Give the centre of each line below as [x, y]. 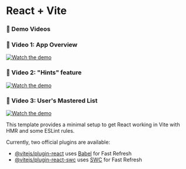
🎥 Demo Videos [28, 29]
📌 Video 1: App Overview [42, 45]
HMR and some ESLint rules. [40, 131]
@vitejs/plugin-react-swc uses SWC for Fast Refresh [78, 160]
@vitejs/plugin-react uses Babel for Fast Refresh [73, 154]
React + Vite [37, 11]
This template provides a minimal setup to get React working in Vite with [93, 125]
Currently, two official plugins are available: [58, 142]
